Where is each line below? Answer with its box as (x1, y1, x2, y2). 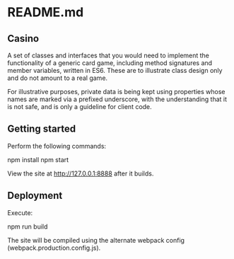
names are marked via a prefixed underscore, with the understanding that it (7, 95, 228, 103)
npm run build (7, 222, 48, 231)
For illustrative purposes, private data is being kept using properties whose (7, 88, 226, 96)
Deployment (7, 190, 63, 202)
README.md (7, 4, 84, 21)
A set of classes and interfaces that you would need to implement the (7, 51, 210, 59)
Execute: (7, 208, 33, 217)
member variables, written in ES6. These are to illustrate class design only (7, 67, 223, 74)
